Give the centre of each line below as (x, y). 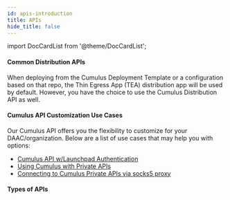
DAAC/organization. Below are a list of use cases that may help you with (110, 138)
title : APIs (24, 20)
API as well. (24, 99)
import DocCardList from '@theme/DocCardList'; (77, 46)
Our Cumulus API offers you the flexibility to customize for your (97, 130)
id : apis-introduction (40, 13)
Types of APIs (28, 189)
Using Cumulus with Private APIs (64, 166)
